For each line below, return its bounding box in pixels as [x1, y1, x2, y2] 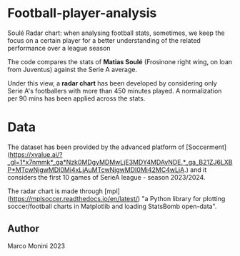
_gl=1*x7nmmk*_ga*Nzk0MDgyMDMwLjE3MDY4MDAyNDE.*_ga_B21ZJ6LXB [7, 158, 234, 166]
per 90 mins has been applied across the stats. [7, 94, 146, 103]
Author [7, 222, 39, 235]
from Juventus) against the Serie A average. [7, 65, 138, 73]
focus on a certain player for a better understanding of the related [7, 36, 201, 44]
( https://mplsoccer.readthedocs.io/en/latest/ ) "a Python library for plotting [7, 194, 226, 203]
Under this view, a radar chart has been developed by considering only [7, 78, 218, 87]
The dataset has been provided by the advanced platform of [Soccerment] [7, 143, 227, 151]
